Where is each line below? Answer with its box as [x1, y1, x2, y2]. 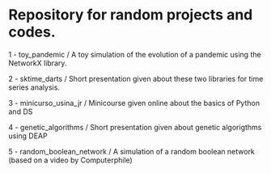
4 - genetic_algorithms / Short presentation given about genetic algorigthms [8, 122, 262, 132]
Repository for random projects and [8, 6, 253, 24]
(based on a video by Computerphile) [8, 155, 133, 165]
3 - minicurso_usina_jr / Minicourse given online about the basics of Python [8, 98, 260, 108]
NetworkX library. [8, 58, 67, 68]
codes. [8, 23, 57, 41]
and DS [8, 107, 33, 116]
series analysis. [8, 82, 61, 92]
